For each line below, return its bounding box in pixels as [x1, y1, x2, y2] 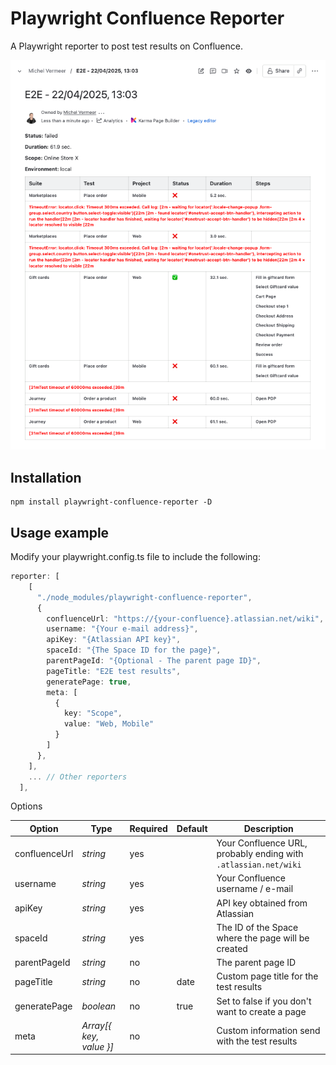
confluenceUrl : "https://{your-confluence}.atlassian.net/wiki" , [46, 613, 325, 624]
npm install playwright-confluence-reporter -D [10, 497, 213, 507]
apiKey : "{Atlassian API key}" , [46, 635, 182, 645]
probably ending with [216, 848, 304, 860]
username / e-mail [216, 883, 294, 895]
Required [129, 822, 168, 834]
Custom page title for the [216, 970, 319, 982]
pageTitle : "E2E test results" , [46, 666, 182, 676]
